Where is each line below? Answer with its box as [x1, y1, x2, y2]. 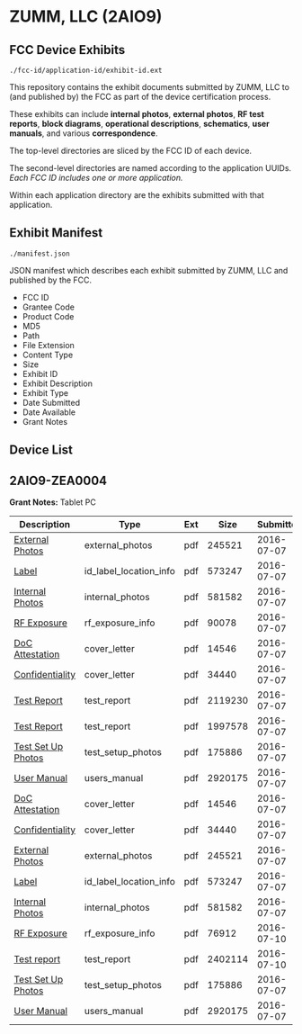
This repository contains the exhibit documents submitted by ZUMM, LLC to [9, 82, 290, 92]
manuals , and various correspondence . [9, 128, 158, 139]
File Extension [22, 339, 75, 350]
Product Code [22, 310, 75, 321]
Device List [9, 443, 74, 458]
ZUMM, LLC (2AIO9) [9, 6, 163, 27]
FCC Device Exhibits [9, 42, 126, 58]
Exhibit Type [22, 387, 69, 398]
